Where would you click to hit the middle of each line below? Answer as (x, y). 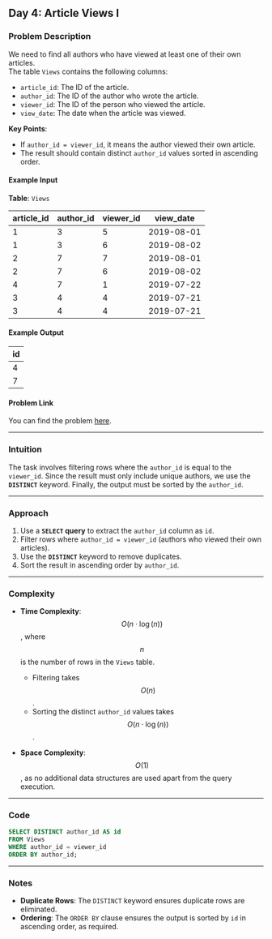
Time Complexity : (51, 611)
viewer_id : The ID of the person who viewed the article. (113, 104)
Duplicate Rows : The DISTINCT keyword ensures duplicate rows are (132, 901)
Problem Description (50, 36)
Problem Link (31, 403)
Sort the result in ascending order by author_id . (100, 565)
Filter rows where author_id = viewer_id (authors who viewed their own (140, 539)
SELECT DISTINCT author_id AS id (65, 832)
